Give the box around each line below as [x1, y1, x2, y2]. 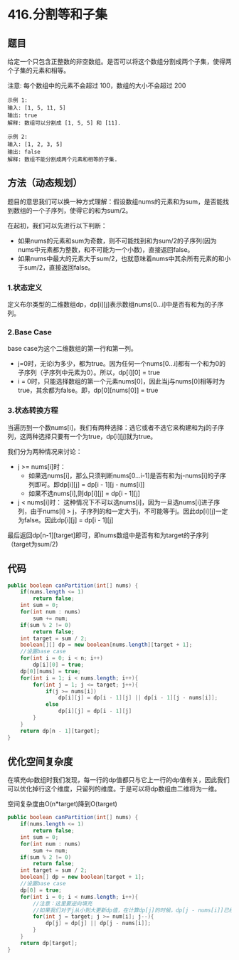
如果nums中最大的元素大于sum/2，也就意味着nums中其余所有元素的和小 [17, 254, 231, 263]
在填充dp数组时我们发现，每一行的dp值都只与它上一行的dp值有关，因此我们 [7, 776, 230, 784]
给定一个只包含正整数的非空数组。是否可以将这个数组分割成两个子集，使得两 [7, 58, 232, 65]
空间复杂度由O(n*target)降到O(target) [7, 800, 117, 808]
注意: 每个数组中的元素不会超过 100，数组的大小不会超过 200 [7, 81, 186, 90]
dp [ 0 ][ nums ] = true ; [20, 668, 81, 675]
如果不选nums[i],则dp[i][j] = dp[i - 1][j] [28, 489, 141, 497]
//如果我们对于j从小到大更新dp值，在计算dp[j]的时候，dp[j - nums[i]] [33, 907, 224, 914]
